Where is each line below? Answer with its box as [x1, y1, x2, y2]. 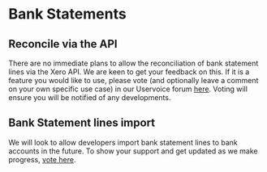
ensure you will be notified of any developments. [8, 93, 171, 102]
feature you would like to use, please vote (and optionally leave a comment [8, 76, 259, 85]
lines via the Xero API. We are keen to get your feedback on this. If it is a [8, 67, 250, 77]
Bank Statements [8, 5, 127, 23]
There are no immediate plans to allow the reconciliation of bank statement [8, 58, 259, 68]
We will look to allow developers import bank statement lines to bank [8, 137, 238, 147]
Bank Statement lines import [8, 116, 156, 130]
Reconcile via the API [8, 37, 118, 51]
